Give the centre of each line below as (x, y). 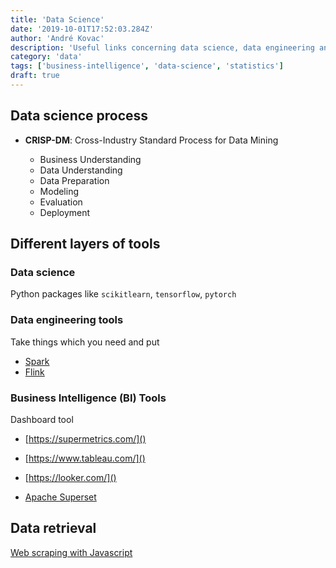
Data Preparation (74, 180)
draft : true (35, 76)
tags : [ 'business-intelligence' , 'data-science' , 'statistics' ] (147, 66)
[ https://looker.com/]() (70, 477)
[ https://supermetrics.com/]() (85, 438)
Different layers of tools (85, 244)
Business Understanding (90, 159)
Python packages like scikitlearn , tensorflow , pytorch (123, 294)
